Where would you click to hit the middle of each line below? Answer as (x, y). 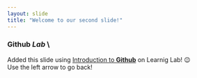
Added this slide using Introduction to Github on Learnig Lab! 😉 (99, 59)
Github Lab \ (29, 45)
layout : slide (28, 14)
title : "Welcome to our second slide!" (65, 20)
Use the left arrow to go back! (50, 67)
